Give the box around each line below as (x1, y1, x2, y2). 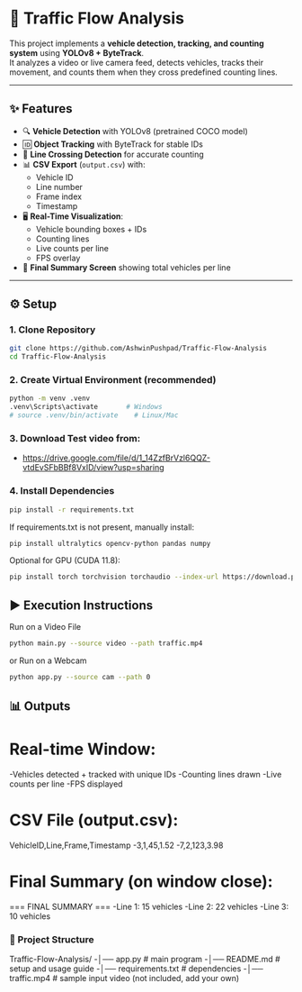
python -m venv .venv (9, 394, 91, 404)
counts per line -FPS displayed (9, 778, 123, 789)
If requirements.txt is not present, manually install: (9, 522, 195, 532)
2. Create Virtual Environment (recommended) (9, 374, 218, 387)
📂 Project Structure (9, 933, 94, 946)
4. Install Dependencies (9, 485, 115, 497)
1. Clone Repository (9, 323, 96, 336)
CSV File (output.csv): (9, 810, 179, 831)
